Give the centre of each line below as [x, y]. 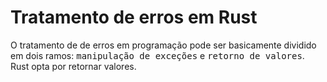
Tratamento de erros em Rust [134, 17]
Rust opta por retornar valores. [73, 66]
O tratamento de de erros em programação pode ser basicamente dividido [163, 45]
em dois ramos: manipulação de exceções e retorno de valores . [157, 55]
